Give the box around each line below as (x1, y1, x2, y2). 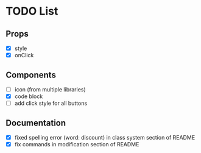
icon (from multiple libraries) (14, 85, 86, 93)
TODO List (5, 4, 58, 18)
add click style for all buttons (14, 99, 88, 107)
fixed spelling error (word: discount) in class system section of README (14, 133, 196, 141)
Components (5, 69, 56, 80)
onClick (14, 52, 34, 59)
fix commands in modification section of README (14, 141, 139, 148)
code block (14, 93, 43, 100)
